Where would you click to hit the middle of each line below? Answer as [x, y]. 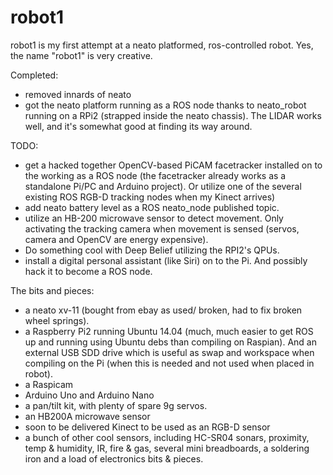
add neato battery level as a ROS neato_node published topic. [152, 207]
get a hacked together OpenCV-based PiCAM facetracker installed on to [173, 165]
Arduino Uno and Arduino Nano [89, 395]
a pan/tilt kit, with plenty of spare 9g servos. [116, 405]
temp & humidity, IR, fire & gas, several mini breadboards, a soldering [167, 448]
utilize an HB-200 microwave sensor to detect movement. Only [154, 218]
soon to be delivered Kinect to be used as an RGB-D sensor [147, 427]
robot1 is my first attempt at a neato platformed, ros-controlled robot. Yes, [162, 45]
